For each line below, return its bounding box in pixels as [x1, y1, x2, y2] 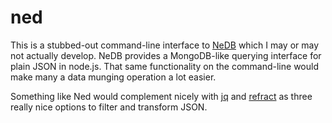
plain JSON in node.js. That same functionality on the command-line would [10, 60, 319, 72]
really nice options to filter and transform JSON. [10, 101, 208, 113]
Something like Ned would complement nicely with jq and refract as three [10, 90, 313, 102]
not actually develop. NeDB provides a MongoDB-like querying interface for [10, 49, 322, 61]
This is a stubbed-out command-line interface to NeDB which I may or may [10, 39, 320, 51]
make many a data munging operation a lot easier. [10, 71, 217, 83]
